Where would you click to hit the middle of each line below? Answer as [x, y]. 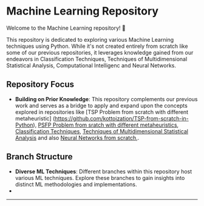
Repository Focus [40, 85]
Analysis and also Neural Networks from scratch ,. [77, 138]
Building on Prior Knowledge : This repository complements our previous [106, 99]
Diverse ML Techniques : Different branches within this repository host [104, 171]
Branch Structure [39, 157]
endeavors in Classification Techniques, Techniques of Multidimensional [97, 59]
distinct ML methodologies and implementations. [76, 184]
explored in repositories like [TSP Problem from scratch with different [102, 112]
